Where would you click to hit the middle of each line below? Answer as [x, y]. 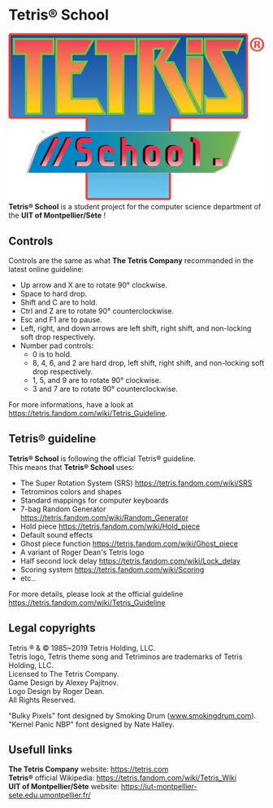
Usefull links [41, 750]
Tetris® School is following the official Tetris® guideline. [102, 459]
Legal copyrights [52, 628]
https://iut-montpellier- [159, 787]
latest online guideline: [46, 270]
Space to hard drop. [54, 294]
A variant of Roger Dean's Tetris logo [82, 552]
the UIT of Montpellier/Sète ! [57, 215]
